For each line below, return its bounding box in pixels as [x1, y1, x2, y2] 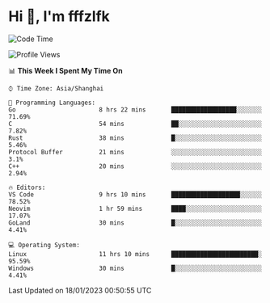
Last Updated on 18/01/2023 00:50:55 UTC [8, 285, 152, 295]
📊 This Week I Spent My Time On [8, 65, 123, 75]
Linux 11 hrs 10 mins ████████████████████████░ [8, 250, 263, 258]
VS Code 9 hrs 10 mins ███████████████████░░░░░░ [8, 190, 263, 199]
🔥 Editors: [8, 183, 46, 191]
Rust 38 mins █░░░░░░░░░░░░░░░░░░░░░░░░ [8, 133, 263, 142]
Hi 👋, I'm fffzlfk [8, 7, 111, 26]
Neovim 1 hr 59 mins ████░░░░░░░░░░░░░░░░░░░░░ [8, 204, 263, 213]
